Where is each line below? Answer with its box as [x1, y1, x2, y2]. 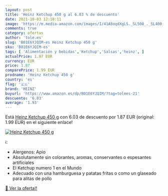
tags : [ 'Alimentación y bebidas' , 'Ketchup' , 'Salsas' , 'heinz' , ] [5, 49, 144, 54]
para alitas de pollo [12, 175, 52, 181]
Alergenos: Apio [12, 149, 46, 155]
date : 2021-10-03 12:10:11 [5, 16, 61, 21]
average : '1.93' [5, 100, 39, 105]
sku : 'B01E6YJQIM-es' [5, 44, 50, 49]
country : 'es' [5, 77, 35, 82]
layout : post [5, 7, 32, 12]
